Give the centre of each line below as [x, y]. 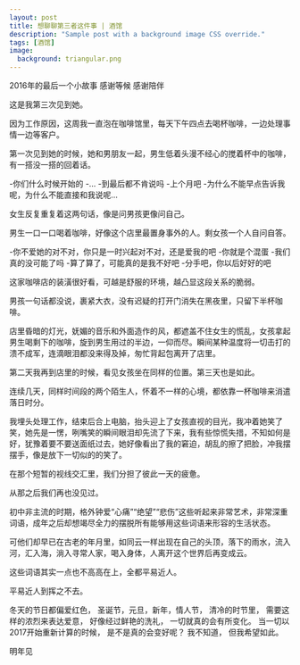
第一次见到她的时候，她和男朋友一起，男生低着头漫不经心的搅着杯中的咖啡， [150, 154]
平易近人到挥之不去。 [48, 591]
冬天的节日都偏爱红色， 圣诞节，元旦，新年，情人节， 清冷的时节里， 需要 [146, 610]
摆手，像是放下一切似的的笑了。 [68, 455]
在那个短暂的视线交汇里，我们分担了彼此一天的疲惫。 [107, 474]
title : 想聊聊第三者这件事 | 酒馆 [66, 26]
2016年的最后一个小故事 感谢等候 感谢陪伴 [87, 85]
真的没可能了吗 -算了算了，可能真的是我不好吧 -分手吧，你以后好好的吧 [140, 263]
